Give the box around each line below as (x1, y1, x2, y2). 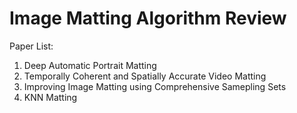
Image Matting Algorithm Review (9, 7, 287, 30)
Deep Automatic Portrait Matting (23, 59, 157, 71)
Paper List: (9, 40, 54, 52)
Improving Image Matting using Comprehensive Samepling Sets (23, 80, 287, 92)
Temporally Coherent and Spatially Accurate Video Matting (23, 70, 267, 82)
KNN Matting (23, 91, 78, 103)
